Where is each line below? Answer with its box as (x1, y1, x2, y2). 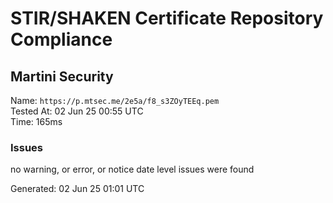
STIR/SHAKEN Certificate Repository (10, 7, 324, 30)
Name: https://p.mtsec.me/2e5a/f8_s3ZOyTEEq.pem (10, 95, 220, 106)
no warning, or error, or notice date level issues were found (10, 163, 255, 176)
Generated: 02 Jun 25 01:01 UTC (10, 183, 145, 195)
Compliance (10, 28, 113, 51)
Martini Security (10, 68, 114, 85)
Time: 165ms (10, 116, 63, 127)
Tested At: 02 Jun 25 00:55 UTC (10, 105, 144, 117)
